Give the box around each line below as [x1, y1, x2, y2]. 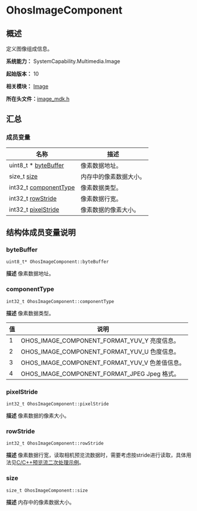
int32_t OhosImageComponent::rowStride [6, 440, 104, 447]
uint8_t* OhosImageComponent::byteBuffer [6, 259, 109, 265]
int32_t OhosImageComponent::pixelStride [6, 401, 109, 407]
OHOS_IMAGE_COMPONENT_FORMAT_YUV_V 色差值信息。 [21, 358, 185, 367]
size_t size [9, 172, 38, 180]
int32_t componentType [9, 183, 75, 192]
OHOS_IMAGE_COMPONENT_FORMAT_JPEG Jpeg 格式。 [21, 370, 181, 378]
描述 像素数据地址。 [6, 270, 54, 277]
